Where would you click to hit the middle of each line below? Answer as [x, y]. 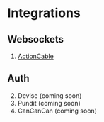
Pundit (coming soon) [49, 103]
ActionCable [36, 56]
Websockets [36, 39]
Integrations [44, 13]
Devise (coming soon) [50, 95]
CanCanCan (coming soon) [57, 111]
